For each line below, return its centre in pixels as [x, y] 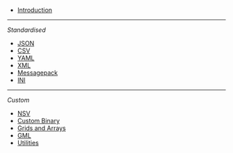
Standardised [27, 30]
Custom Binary [38, 121]
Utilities [28, 143]
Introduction [35, 10]
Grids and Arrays [41, 128]
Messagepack [37, 73]
